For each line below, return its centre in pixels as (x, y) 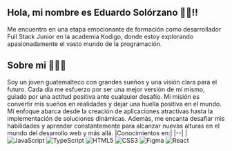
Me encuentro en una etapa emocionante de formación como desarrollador (114, 29)
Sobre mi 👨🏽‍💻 (37, 66)
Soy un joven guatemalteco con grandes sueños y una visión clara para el (112, 82)
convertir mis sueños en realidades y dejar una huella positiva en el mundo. (115, 104)
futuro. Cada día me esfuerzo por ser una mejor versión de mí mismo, (106, 89)
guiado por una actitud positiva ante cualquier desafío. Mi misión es (104, 96)
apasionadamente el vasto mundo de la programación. (85, 44)
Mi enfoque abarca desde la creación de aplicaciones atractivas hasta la (110, 111)
